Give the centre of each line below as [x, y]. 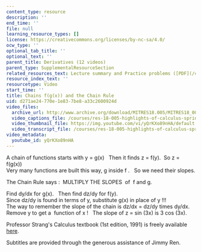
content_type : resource [36, 12]
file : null [20, 29]
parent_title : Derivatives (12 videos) [56, 62]
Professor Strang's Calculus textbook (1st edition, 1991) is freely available [97, 224]
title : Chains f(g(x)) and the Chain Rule [60, 96]
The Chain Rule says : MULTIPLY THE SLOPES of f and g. [79, 182]
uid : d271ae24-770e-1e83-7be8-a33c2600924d [62, 101]
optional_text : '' [29, 57]
